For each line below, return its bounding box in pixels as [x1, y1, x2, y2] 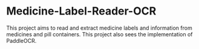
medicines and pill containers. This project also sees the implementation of [6, 30, 193, 38]
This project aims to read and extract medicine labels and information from [6, 24, 192, 31]
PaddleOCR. [6, 37, 37, 44]
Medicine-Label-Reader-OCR [6, 4, 157, 18]
